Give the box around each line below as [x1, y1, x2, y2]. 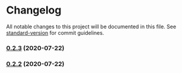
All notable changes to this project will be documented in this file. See [6, 23, 177, 30]
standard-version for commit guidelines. [6, 29, 104, 36]
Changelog [6, 4, 62, 17]
